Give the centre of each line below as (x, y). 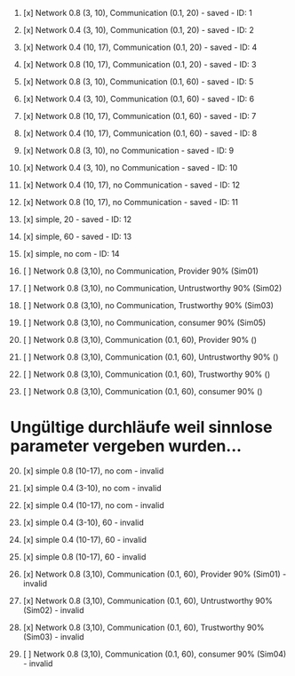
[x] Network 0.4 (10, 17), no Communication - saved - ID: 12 (132, 185)
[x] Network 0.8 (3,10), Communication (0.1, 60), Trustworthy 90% (144, 627)
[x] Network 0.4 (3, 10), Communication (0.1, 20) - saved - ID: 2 (138, 30)
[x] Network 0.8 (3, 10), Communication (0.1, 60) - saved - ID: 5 (138, 82)
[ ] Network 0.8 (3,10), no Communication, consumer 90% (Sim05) (144, 322)
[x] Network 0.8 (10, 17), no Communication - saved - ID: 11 (131, 202)
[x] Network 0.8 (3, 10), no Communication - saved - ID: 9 (128, 151)
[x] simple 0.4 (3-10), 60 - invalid (84, 522)
